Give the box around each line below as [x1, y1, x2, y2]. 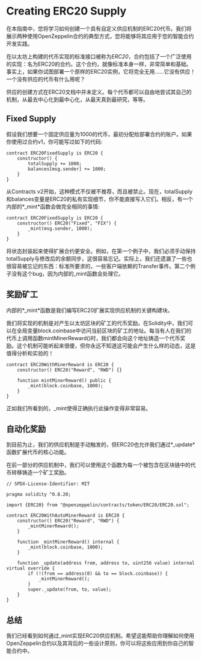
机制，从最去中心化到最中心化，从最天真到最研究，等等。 [6, 95, 148, 103]
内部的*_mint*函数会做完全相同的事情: [6, 203, 100, 210]
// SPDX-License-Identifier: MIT [6, 481, 90, 487]
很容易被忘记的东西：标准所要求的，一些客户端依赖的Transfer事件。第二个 [6, 262, 191, 270]
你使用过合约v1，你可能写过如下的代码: [6, 138, 103, 145]
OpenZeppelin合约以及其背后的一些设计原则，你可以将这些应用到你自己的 [6, 639, 189, 647]
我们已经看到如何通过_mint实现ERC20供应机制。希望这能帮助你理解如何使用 [6, 632, 194, 639]
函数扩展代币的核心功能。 [6, 448, 70, 456]
